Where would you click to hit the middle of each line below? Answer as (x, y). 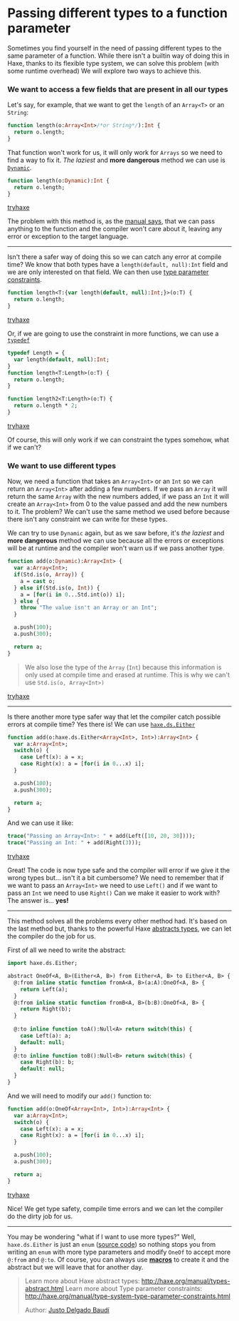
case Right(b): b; (47, 1062)
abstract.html (44, 1288)
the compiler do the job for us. (52, 936)
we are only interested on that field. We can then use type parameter (108, 272)
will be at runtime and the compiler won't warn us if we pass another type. (116, 548)
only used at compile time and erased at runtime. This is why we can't (127, 674)
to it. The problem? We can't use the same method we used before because (118, 512)
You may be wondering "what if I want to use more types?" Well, (102, 1237)
